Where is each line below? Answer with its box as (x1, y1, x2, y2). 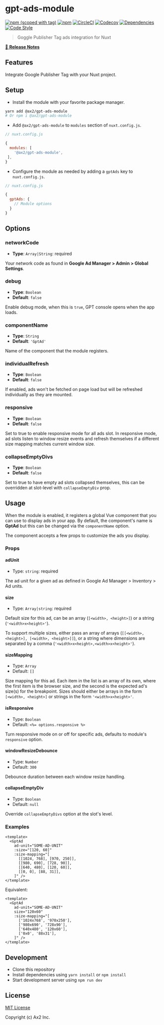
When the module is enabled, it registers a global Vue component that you (5, 512, 157, 518)
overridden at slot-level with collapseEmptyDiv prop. (5, 485, 111, 491)
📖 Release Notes (5, 44, 40, 50)
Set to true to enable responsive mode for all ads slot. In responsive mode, (5, 430, 157, 436)
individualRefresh (5, 361, 49, 367)
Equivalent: (5, 887, 28, 893)
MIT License (5, 1004, 31, 1011)
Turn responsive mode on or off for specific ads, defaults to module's (5, 731, 147, 737)
